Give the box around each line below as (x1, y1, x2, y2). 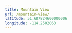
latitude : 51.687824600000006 (5, 16, 68, 21)
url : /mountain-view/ (5, 12, 50, 16)
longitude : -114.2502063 (5, 20, 56, 26)
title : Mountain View (5, 7, 50, 12)
